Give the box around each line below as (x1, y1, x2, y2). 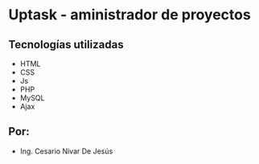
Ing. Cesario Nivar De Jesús (19, 146, 113, 156)
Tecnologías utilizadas (8, 38, 124, 51)
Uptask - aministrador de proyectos (8, 6, 251, 24)
